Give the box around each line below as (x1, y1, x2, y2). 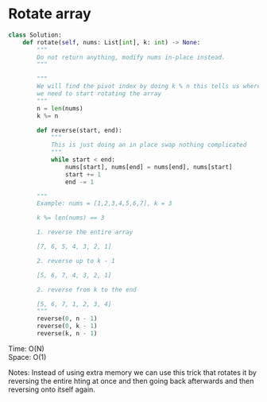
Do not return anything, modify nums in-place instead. (37, 53, 226, 61)
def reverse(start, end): (37, 126, 123, 134)
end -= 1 (64, 178, 94, 186)
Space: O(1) (8, 352, 47, 361)
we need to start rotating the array (37, 90, 161, 98)
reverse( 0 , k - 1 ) (37, 323, 98, 330)
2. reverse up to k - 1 (37, 257, 115, 265)
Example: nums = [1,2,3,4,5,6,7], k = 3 (37, 199, 172, 207)
